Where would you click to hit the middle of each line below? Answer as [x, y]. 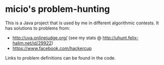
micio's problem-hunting [58, 9]
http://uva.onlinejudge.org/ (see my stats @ [57, 38]
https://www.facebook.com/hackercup [52, 48]
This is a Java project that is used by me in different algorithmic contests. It [82, 23]
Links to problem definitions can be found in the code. [60, 58]
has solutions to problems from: [38, 28]
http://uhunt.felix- [121, 38]
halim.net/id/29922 [32, 43]
